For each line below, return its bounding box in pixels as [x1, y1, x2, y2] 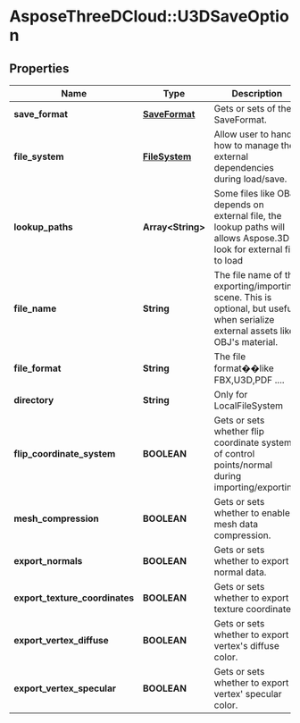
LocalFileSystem [213, 399, 284, 412]
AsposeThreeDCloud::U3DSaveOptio [9, 6, 290, 27]
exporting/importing [213, 280, 298, 292]
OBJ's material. [213, 336, 279, 348]
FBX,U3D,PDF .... [213, 374, 285, 386]
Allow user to [213, 128, 270, 140]
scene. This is [213, 291, 272, 303]
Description [231, 88, 283, 99]
